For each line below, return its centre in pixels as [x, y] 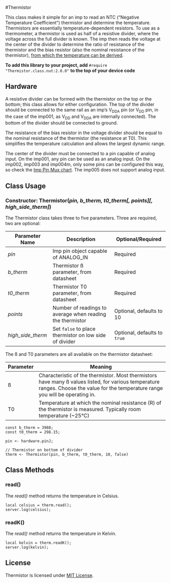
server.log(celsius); [28, 509]
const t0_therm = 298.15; [33, 432]
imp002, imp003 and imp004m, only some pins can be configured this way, [85, 164]
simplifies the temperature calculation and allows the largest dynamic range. [85, 144]
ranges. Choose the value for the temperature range [101, 388]
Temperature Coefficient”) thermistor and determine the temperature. [78, 23]
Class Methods [30, 470]
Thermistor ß [68, 266]
